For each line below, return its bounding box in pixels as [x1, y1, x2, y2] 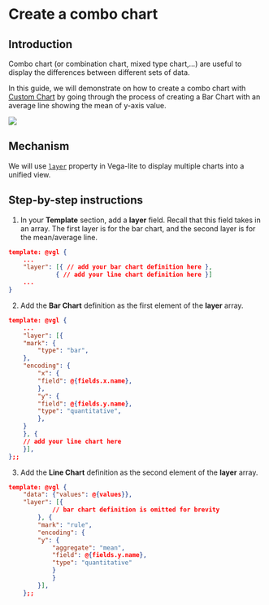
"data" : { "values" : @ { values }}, [23, 490, 132, 499]
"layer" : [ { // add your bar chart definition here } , [23, 263, 213, 271]
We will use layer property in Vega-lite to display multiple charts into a [8, 160, 245, 171]
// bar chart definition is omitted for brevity [51, 506, 220, 514]
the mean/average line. [20, 232, 98, 242]
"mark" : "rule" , [37, 520, 93, 529]
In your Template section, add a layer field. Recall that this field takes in [20, 215, 262, 225]
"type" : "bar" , [37, 347, 89, 355]
